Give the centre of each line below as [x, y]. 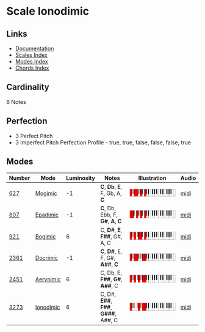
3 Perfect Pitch [34, 136]
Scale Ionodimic [48, 11]
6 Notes [16, 101]
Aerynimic [48, 279]
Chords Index [32, 68]
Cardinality [28, 87]
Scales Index [31, 55]
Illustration [152, 178]
